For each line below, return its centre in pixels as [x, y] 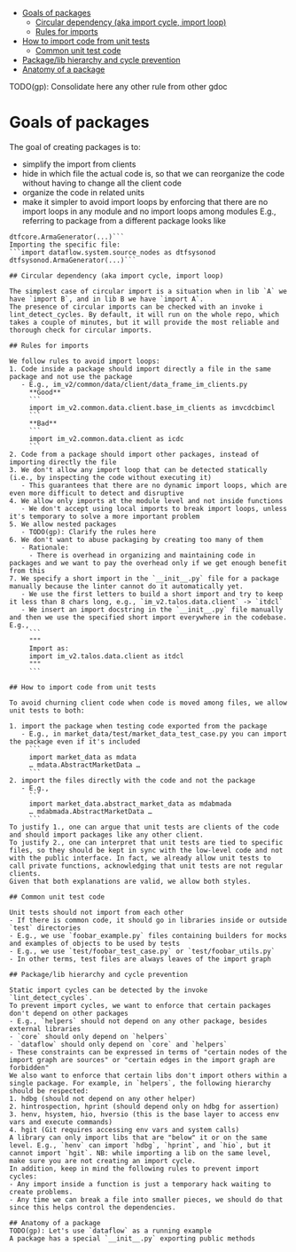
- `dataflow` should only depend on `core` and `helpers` [118, 1044]
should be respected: [49, 1091]
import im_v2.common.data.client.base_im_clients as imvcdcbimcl [152, 407]
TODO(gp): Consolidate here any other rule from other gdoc [118, 87]
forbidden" [29, 1067]
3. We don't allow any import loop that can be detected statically [138, 469]
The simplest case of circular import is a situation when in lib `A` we [148, 291]
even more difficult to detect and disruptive [97, 493]
